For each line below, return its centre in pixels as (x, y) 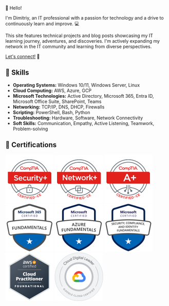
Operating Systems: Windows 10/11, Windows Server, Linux (76, 85)
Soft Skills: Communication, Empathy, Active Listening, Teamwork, (83, 123)
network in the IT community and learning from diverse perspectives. (79, 47)
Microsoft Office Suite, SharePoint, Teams (57, 101)
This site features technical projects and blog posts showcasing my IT (79, 35)
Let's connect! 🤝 (23, 56)
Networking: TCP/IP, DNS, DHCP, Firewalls (59, 107)
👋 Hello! (14, 8)
